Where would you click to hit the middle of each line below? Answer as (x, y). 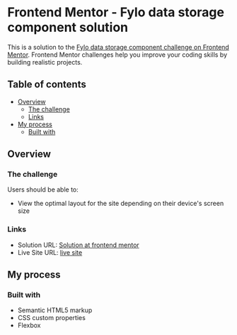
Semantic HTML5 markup (55, 310)
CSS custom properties (52, 318)
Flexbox (29, 325)
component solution (68, 27)
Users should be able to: (43, 190)
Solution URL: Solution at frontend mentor (78, 245)
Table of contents (47, 85)
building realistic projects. (45, 62)
